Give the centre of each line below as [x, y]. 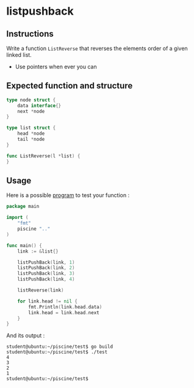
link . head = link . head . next [64, 312]
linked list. [19, 55]
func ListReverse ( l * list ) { [43, 156]
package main [23, 207]
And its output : [26, 336]
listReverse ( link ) [41, 290]
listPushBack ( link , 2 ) [46, 268]
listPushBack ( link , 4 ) [46, 279]
